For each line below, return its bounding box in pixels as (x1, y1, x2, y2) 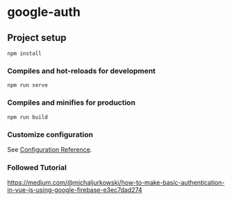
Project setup (7, 32, 67, 44)
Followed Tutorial (7, 162, 67, 172)
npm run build (7, 114, 49, 121)
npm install (7, 50, 42, 57)
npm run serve (7, 82, 49, 89)
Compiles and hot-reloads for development (7, 66, 156, 76)
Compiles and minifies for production (7, 98, 135, 107)
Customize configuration (7, 130, 94, 139)
